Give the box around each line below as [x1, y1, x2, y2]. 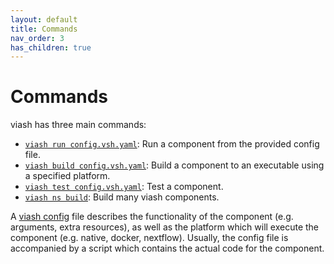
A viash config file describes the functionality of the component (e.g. [10, 211, 294, 223]
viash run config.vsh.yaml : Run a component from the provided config [24, 138, 320, 150]
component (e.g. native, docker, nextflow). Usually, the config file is [10, 232, 289, 244]
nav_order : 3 [10, 33, 65, 43]
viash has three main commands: [10, 119, 147, 131]
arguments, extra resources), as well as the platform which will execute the [10, 221, 320, 233]
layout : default [10, 14, 78, 25]
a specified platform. [24, 170, 111, 182]
